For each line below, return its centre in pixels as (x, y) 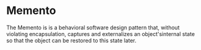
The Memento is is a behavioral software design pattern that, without (93, 27)
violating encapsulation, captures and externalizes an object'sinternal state (101, 34)
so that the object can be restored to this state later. (71, 40)
